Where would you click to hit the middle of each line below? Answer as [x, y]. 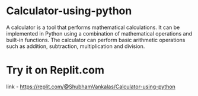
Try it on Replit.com [55, 70]
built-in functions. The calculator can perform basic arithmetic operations [96, 40]
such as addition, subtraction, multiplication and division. [76, 46]
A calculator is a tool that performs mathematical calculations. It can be [93, 27]
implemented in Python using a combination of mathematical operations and [99, 33]
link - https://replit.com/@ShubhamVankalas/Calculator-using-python [91, 87]
